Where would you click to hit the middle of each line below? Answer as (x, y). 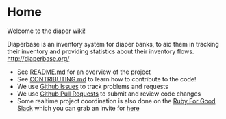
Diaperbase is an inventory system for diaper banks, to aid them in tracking (113, 44)
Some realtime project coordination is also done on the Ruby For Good (116, 101)
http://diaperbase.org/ (38, 58)
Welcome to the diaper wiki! (46, 31)
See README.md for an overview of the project (84, 72)
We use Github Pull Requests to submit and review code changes (109, 94)
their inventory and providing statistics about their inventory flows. (101, 51)
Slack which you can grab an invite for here (78, 108)
